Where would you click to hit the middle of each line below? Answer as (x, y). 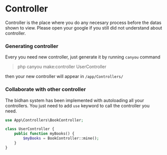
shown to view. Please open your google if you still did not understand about (84, 27)
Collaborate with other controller (46, 89)
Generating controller (32, 46)
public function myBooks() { (44, 134)
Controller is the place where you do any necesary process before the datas (83, 22)
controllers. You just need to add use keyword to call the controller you (77, 105)
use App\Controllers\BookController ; (44, 120)
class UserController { (30, 129)
